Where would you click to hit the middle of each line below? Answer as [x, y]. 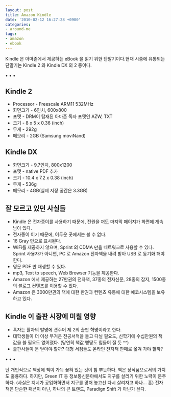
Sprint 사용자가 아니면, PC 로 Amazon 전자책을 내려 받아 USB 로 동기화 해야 [89, 254]
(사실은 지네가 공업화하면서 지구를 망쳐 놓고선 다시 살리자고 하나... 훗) [85, 382]
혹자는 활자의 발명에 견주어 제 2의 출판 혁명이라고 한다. [67, 330]
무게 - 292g [25, 129]
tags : [11, 34]
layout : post [19, 10]
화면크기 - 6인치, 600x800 [40, 110]
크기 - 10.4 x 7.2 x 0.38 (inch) [43, 178]
